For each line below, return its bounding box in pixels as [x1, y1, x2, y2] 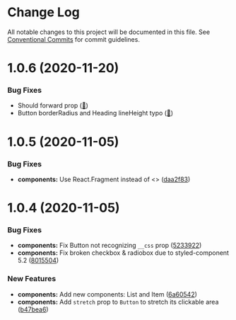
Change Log [7, 4, 80, 21]
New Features [7, 274, 57, 284]
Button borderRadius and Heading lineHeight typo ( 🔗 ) [17, 109, 174, 118]
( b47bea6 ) [17, 305, 49, 314]
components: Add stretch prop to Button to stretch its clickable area [17, 297, 219, 306]
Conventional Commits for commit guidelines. [7, 35, 140, 43]
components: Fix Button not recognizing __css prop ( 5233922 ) [17, 241, 202, 250]
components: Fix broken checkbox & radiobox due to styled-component [17, 248, 230, 257]
